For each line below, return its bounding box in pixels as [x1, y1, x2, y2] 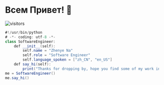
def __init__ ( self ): [14, 43, 56, 48]
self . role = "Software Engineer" [22, 53, 91, 58]
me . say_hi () [5, 75, 29, 80]
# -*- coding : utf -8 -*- [5, 34, 56, 40]
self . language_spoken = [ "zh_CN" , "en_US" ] [22, 57, 112, 63]
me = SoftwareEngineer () [5, 71, 56, 76]
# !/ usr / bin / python [5, 30, 42, 35]
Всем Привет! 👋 [5, 4, 72, 16]
